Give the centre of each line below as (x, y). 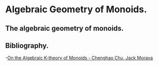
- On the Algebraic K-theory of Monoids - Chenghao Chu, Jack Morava (79, 58)
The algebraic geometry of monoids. (64, 28)
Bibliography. (27, 45)
